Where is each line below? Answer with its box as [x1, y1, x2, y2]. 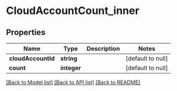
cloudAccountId [9, 54, 55, 62]
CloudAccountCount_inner [6, 4, 139, 17]
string [60, 54, 78, 62]
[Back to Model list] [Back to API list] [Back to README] [6, 79, 141, 86]
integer [60, 64, 81, 72]
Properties [6, 27, 46, 37]
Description [86, 45, 120, 52]
